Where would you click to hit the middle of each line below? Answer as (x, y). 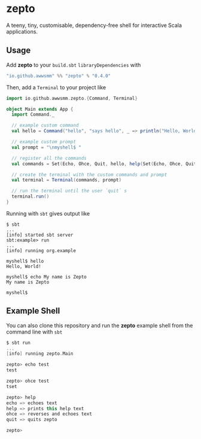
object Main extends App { (40, 109)
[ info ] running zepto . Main (40, 354)
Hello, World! (24, 266)
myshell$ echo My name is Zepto (46, 277)
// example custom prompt (44, 142)
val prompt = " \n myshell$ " (47, 147)
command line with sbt (34, 332)
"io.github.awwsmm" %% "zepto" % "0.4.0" (59, 76)
